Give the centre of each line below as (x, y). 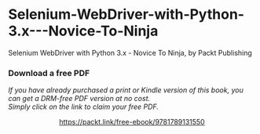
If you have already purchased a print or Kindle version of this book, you (126, 90)
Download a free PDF (49, 73)
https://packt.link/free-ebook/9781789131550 (132, 122)
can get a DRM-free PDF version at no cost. (79, 99)
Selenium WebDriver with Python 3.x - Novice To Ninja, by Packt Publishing (130, 53)
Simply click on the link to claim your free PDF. (84, 107)
